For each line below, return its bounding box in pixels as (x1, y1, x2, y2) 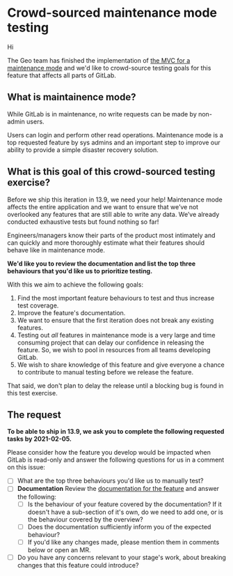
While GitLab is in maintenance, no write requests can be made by (7, 109, 197, 118)
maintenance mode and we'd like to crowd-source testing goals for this (7, 63, 211, 72)
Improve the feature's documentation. (17, 308, 126, 317)
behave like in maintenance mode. (7, 245, 106, 254)
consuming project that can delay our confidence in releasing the (17, 338, 204, 347)
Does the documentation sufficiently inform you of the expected (27, 522, 211, 531)
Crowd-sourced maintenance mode (7, 5, 218, 21)
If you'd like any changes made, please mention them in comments (27, 538, 220, 546)
